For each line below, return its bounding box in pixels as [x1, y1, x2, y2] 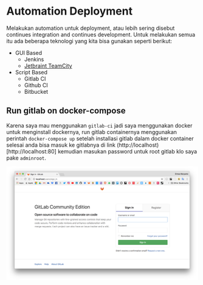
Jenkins [24, 55, 44, 63]
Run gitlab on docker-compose [6, 105, 126, 116]
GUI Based [15, 49, 43, 56]
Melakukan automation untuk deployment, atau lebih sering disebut [6, 24, 175, 32]
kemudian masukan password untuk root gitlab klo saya [57, 147, 198, 155]
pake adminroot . [6, 154, 47, 161]
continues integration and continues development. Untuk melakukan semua [6, 30, 196, 38]
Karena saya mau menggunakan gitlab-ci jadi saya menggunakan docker [6, 122, 193, 129]
